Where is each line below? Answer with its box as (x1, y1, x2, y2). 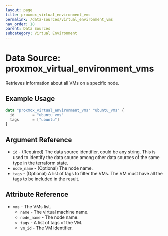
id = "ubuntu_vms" (10, 112, 64, 117)
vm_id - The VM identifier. (20, 225, 73, 231)
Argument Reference (5, 135, 72, 144)
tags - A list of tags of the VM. (20, 219, 83, 225)
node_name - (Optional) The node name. (12, 165, 93, 171)
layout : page (5, 7, 33, 13)
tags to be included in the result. (12, 176, 79, 182)
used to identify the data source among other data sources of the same (12, 154, 160, 161)
